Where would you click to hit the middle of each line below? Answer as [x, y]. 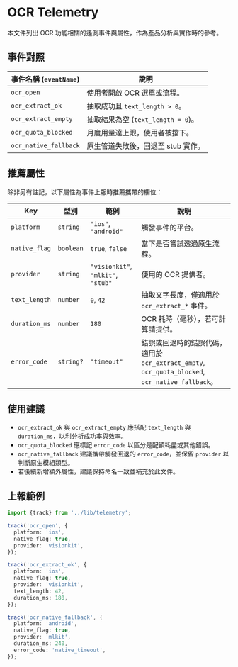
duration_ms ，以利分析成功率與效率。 [72, 436]
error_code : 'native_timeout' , [60, 650]
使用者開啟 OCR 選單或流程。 [135, 93]
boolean [70, 248]
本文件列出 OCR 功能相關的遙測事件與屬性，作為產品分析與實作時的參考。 [115, 33]
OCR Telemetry [53, 12]
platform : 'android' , [46, 624]
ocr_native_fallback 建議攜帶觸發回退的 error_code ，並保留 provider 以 [123, 454]
